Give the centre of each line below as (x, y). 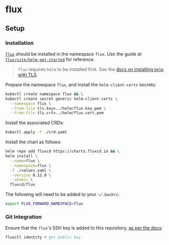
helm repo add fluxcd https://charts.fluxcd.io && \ (63, 151)
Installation (20, 43)
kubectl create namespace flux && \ (44, 94)
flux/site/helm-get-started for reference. (50, 59)
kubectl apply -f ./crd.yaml (36, 132)
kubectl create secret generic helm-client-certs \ (61, 99)
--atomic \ (21, 180)
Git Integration (23, 217)
